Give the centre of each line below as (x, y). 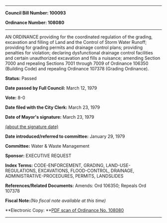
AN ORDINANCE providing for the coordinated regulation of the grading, (79, 37)
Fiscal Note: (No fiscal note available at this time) (55, 201)
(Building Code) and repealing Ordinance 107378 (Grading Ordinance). (77, 69)
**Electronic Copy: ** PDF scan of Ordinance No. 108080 (65, 210)
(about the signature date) (32, 127)
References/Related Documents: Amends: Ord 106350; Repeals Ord (76, 186)
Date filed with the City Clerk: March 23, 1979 (53, 107)
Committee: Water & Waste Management (47, 146)
